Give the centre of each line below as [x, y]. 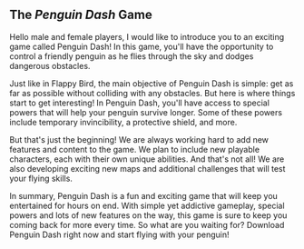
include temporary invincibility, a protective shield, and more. [123, 122]
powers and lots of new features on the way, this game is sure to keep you [148, 215]
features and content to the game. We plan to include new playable [135, 149]
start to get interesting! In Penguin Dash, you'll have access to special [140, 103]
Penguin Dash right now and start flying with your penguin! [119, 234]
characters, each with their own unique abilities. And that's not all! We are [147, 159]
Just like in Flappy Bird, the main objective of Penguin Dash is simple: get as [152, 83]
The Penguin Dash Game [81, 15]
